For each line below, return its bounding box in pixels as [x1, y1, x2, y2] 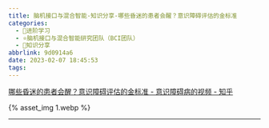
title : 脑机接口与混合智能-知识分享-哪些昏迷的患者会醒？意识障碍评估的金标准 [8, 11, 238, 20]
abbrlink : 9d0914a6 [8, 49, 74, 57]
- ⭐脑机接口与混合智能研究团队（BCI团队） [15, 34, 139, 42]
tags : [8, 64, 26, 72]
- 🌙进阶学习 [15, 26, 50, 34]
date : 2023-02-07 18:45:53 [8, 57, 98, 65]
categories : [8, 19, 48, 27]
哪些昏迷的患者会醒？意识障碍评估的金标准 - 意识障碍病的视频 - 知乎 [8, 86, 234, 96]
